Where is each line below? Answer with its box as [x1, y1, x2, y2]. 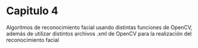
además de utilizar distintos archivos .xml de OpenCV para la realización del [6, 30, 192, 37]
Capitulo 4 [6, 4, 59, 18]
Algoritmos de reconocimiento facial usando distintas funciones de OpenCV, [6, 24, 193, 31]
